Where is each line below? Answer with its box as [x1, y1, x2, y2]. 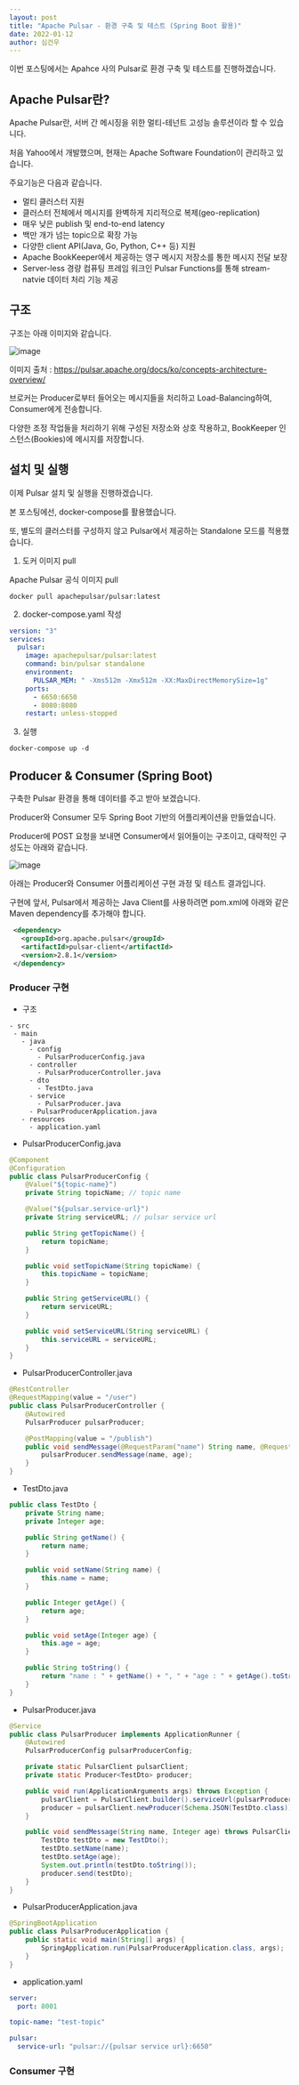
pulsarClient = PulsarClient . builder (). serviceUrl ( [41, 1795, 238, 1804]
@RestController [9, 1385, 69, 1394]
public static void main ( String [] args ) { [25, 1935, 185, 1944]
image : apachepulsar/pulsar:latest [25, 651, 158, 660]
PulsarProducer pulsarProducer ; [25, 1418, 145, 1426]
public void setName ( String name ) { [25, 1565, 162, 1575]
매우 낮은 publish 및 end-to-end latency [21, 219, 166, 230]
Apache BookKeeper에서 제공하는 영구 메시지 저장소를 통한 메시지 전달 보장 [21, 252, 287, 263]
